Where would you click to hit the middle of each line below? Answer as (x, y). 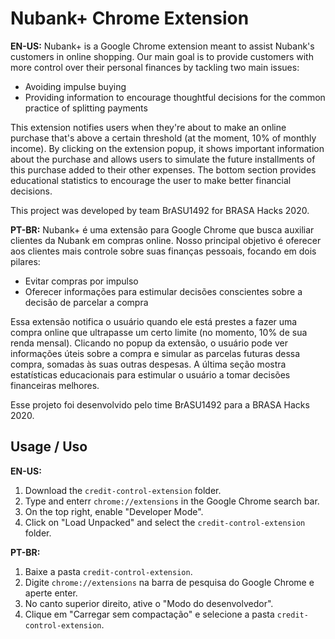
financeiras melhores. (55, 385)
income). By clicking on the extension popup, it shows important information (167, 148)
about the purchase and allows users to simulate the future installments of (163, 159)
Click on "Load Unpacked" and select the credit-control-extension (165, 522)
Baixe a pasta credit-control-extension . (108, 571)
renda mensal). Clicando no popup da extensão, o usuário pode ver (149, 343)
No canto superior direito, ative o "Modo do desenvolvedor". (149, 603)
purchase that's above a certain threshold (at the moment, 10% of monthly (163, 138)
